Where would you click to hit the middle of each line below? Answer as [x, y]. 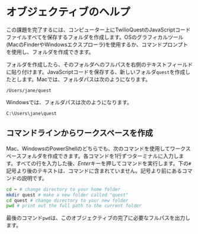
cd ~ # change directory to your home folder [63, 189]
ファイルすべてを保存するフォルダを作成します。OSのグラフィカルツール [95, 37]
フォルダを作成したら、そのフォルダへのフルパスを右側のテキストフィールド [100, 64]
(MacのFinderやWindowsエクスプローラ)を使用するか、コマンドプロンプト [97, 44]
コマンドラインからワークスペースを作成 [79, 133]
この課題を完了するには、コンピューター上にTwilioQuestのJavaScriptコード [98, 30]
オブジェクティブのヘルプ [68, 12]
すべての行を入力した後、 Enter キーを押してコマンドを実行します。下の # [103, 163]
